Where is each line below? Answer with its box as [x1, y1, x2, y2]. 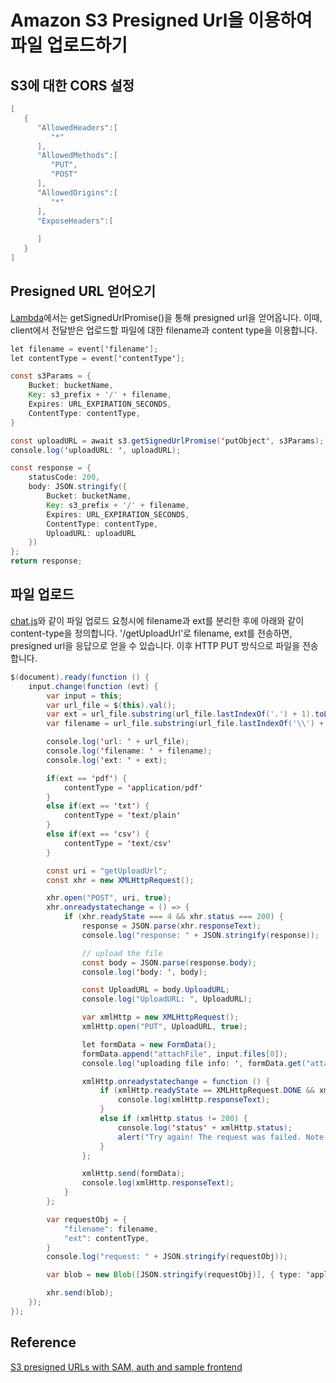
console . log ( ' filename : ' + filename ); [46, 746, 213, 756]
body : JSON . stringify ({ [28, 482, 128, 492]
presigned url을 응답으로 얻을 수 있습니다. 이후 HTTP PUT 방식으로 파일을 [10, 639, 301, 651]
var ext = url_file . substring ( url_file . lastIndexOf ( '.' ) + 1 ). [46, 709, 315, 720]
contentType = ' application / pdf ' [63, 782, 203, 793]
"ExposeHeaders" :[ [36, 216, 114, 226]
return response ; [10, 556, 83, 566]
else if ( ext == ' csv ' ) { [46, 829, 150, 839]
